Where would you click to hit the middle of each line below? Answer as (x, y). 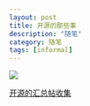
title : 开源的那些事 (43, 26)
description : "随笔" (45, 34)
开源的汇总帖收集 (40, 93)
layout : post (33, 17)
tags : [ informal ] (41, 50)
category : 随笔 (36, 42)
